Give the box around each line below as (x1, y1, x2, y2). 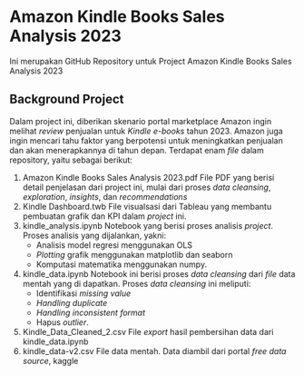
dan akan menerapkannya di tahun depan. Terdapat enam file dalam (9, 144, 265, 155)
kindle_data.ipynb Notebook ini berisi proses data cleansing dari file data (22, 268, 296, 279)
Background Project (9, 92, 124, 107)
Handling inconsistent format (35, 307, 146, 318)
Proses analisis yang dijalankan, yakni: (22, 230, 166, 241)
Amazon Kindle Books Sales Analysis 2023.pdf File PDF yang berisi (22, 172, 275, 183)
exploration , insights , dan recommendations (22, 191, 188, 202)
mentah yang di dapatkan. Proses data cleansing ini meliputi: (22, 278, 251, 289)
